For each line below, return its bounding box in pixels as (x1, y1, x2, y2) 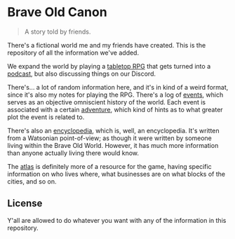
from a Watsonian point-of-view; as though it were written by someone (7, 134, 213, 142)
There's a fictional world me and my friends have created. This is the (7, 41, 206, 49)
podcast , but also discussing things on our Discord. (7, 69, 156, 78)
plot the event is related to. (7, 113, 85, 121)
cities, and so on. (7, 177, 57, 186)
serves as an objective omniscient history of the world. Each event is (7, 97, 206, 106)
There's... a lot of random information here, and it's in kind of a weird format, (7, 83, 229, 91)
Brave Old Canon (7, 4, 107, 20)
